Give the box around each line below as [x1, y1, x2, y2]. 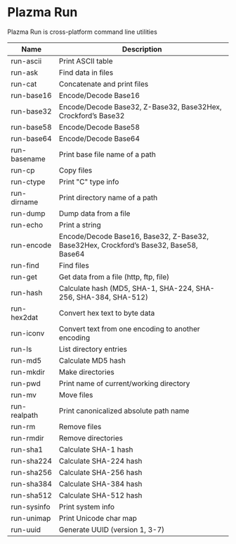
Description [122, 44, 162, 54]
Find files [58, 260, 89, 270]
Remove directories [58, 433, 123, 443]
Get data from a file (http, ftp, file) [58, 272, 170, 282]
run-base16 [11, 90, 52, 100]
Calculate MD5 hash [58, 355, 126, 365]
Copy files [58, 165, 93, 175]
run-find [11, 260, 40, 270]
